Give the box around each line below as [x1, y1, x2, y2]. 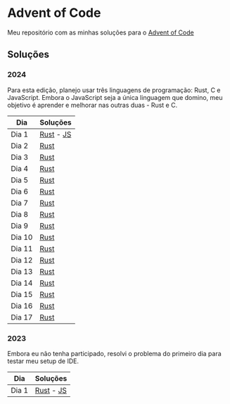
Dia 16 [11, 301, 33, 310]
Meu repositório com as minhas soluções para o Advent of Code [7, 28, 195, 37]
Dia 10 [11, 232, 33, 242]
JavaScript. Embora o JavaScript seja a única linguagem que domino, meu [7, 93, 223, 101]
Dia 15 [11, 289, 33, 299]
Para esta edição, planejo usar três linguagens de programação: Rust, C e [7, 86, 221, 94]
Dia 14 [11, 278, 33, 288]
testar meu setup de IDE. [7, 357, 79, 365]
